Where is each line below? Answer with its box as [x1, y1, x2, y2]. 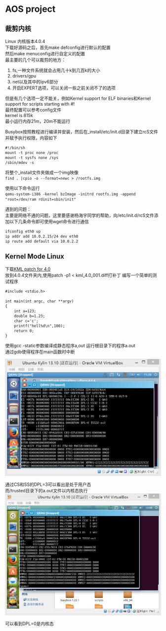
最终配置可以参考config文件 [5, 107, 62, 113]
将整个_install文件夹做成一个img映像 [5, 169, 79, 175]
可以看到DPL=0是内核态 [5, 621, 54, 627]
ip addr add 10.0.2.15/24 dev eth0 [5, 234, 79, 239]
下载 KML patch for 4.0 [5, 266, 51, 272]
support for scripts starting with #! [5, 101, 75, 107]
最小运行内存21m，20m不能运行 [5, 118, 71, 124]
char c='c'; [14, 318, 39, 323]
